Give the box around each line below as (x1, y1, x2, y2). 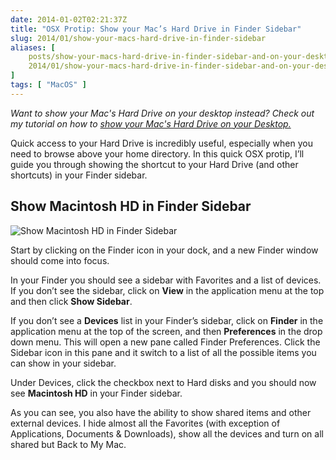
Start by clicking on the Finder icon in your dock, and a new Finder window (10, 244, 319, 256)
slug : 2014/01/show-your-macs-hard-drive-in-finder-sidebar (10, 33, 267, 43)
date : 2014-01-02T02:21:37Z (10, 14, 128, 25)
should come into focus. (10, 254, 110, 266)
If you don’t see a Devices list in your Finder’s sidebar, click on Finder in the (10, 314, 324, 326)
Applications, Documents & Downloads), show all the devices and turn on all (10, 427, 324, 440)
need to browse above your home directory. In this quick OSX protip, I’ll (10, 147, 305, 160)
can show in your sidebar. (10, 357, 117, 369)
